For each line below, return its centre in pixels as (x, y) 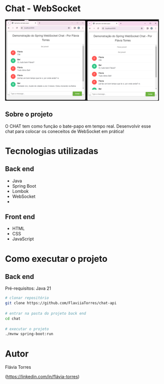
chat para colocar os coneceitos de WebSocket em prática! (65, 131)
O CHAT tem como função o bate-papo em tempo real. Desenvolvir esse (78, 126)
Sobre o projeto (29, 115)
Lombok (20, 191)
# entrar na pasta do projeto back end (46, 313)
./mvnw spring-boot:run (29, 334)
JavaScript (23, 239)
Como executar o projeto (56, 259)
